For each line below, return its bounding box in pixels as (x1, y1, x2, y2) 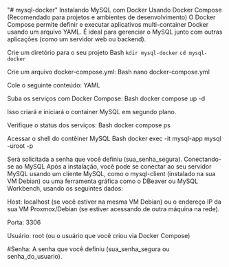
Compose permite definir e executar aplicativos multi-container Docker (7, 21, 208, 28)
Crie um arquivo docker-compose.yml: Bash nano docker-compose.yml (7, 68, 210, 76)
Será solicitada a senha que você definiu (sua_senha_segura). (7, 155, 183, 163)
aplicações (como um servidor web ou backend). (7, 35, 146, 43)
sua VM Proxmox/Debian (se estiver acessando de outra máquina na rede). (7, 205, 220, 213)
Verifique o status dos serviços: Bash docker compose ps (7, 121, 171, 129)
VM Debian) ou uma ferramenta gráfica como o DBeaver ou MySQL (7, 177, 198, 185)
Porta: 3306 (7, 218, 41, 226)
